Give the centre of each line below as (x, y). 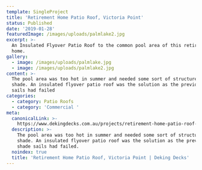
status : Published (29, 23)
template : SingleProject (37, 12)
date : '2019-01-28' (31, 29)
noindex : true (29, 152)
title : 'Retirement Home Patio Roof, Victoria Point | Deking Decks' (100, 157)
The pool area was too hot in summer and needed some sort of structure (105, 79)
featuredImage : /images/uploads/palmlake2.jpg (66, 34)
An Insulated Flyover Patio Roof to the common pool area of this (96, 46)
